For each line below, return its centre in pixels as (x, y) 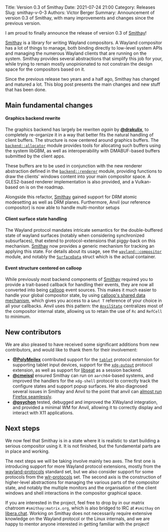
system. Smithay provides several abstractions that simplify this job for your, (84, 59)
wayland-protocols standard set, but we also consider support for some (79, 471)
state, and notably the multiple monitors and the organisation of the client (81, 487)
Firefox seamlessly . (32, 397)
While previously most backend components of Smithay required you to (79, 279)
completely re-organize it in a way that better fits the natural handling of (79, 134)
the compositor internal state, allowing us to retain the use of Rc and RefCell (84, 311)
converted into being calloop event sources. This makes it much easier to (81, 290)
